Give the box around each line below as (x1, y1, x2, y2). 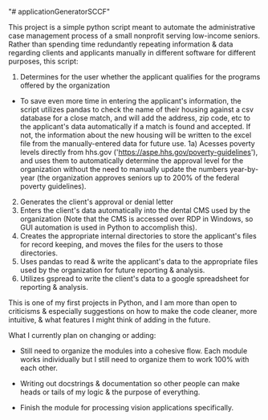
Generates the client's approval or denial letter (19, 197, 174, 206)
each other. (19, 363, 59, 373)
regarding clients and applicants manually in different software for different (8, 48, 256, 57)
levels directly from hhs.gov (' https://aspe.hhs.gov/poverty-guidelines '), (19, 148, 258, 157)
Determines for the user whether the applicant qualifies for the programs (19, 72, 261, 81)
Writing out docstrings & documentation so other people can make (19, 379, 241, 388)
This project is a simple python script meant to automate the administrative (8, 22, 256, 31)
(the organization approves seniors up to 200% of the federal (36, 173, 240, 182)
